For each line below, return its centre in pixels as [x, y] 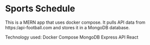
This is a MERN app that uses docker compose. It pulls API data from [75, 22]
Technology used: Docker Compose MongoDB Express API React [72, 37]
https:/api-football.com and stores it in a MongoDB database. [68, 27]
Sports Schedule [40, 9]
